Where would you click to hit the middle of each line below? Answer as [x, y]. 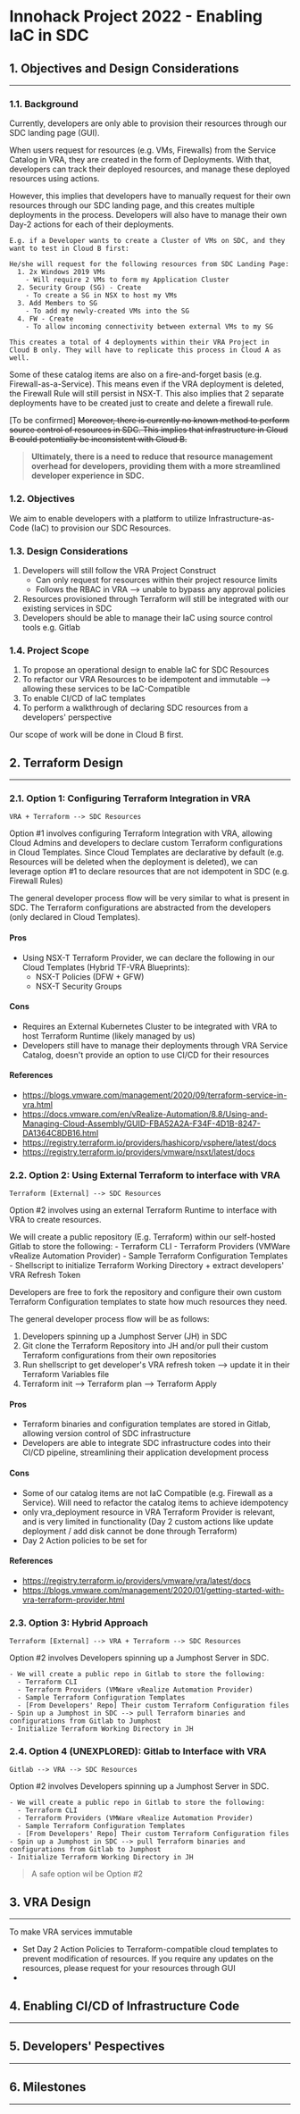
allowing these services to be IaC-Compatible [106, 689]
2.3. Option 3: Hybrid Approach [79, 1623]
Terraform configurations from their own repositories [119, 1356]
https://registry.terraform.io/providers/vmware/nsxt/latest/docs [138, 1152]
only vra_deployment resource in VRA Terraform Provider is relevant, [148, 1512]
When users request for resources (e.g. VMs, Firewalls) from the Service [143, 150]
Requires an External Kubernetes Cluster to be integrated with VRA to [150, 1026]
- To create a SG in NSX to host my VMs [101, 296]
